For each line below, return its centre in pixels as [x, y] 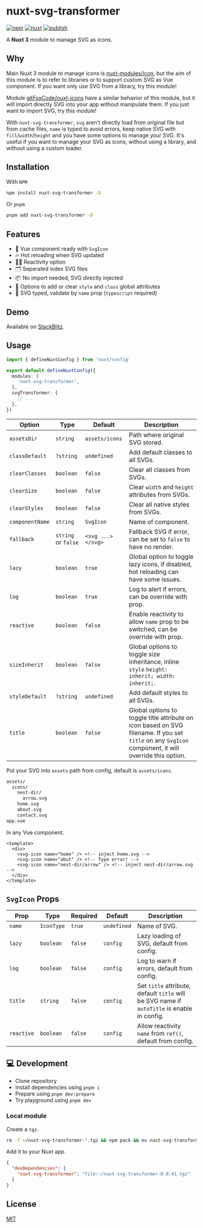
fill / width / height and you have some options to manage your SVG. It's [95, 135]
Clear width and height [161, 487]
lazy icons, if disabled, [160, 564]
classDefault [28, 456]
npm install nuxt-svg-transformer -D [54, 193]
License [21, 1204]
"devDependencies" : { [39, 1169]
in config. [150, 1016]
